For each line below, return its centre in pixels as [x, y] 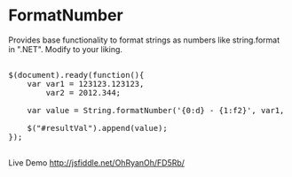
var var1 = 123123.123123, [86, 84]
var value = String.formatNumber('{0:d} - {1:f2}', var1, [156, 110]
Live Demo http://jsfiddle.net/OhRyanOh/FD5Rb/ [97, 162]
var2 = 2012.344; [83, 92]
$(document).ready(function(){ [76, 75]
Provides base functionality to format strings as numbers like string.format [144, 40]
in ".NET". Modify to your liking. [66, 49]
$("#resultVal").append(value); [97, 128]
